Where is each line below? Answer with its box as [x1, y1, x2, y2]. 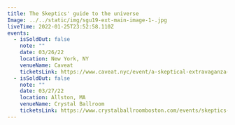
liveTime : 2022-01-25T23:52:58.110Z [7, 23, 114, 30]
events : [7, 29, 30, 37]
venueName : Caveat [20, 62, 73, 69]
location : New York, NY [20, 56, 90, 62]
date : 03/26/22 [20, 49, 64, 56]
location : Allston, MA [20, 94, 86, 101]
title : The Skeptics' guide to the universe [7, 10, 139, 17]
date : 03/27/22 [20, 87, 64, 94]
